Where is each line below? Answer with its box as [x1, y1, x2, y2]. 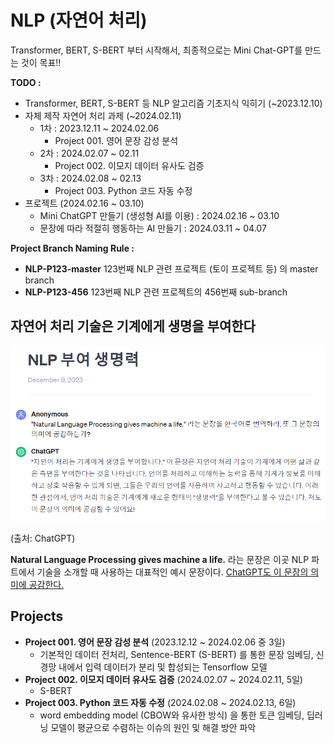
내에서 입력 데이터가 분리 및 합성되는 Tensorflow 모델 [58, 661, 268, 673]
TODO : [10, 76, 42, 88]
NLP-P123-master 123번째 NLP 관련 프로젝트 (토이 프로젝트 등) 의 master [24, 262, 319, 275]
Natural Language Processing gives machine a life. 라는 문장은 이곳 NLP [10, 553, 310, 565]
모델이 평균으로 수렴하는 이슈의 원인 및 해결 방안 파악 [50, 721, 257, 733]
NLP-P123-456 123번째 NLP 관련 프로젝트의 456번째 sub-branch [24, 286, 288, 298]
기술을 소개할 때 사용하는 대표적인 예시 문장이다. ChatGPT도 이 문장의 [36, 566, 309, 578]
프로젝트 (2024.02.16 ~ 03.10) [24, 197, 145, 209]
